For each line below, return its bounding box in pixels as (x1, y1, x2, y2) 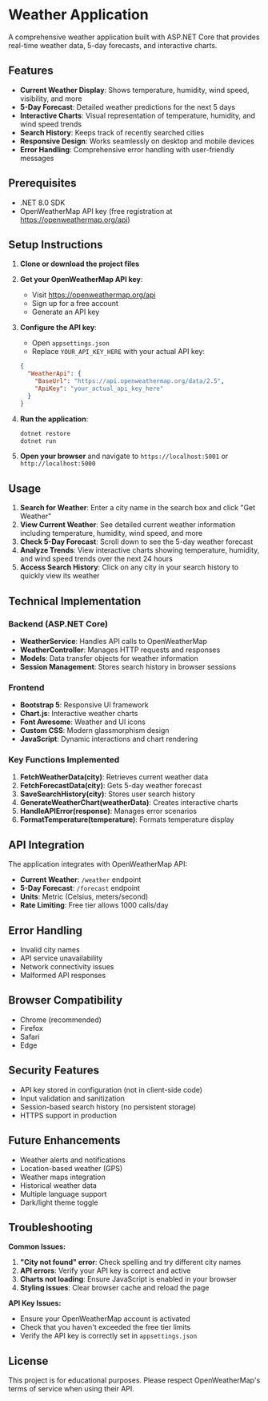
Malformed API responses (19, 971, 106, 980)
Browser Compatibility (8, 993, 122, 1007)
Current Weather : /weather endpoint (19, 875, 142, 884)
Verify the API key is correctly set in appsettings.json (19, 1331, 198, 1341)
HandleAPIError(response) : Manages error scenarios (19, 807, 198, 816)
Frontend (8, 682, 45, 693)
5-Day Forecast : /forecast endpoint (19, 884, 140, 893)
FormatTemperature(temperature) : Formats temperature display (19, 815, 234, 824)
